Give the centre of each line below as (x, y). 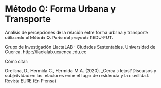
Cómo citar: (17, 61)
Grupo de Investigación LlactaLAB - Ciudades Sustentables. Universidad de (80, 47)
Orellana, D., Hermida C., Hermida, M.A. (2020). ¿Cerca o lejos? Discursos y (80, 70)
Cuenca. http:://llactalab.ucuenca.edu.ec (46, 52)
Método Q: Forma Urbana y (60, 9)
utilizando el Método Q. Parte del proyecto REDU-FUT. (59, 38)
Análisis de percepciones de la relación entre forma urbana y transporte (77, 32)
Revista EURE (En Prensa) (31, 81)
